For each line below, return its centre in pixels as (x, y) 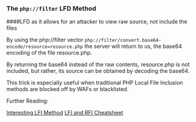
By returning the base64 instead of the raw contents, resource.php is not (98, 64)
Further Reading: (27, 101)
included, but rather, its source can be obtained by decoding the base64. (98, 71)
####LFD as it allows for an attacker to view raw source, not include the (97, 22)
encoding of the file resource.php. (49, 53)
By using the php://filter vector (45, 40)
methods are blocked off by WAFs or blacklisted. (67, 89)
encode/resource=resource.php (45, 47)
